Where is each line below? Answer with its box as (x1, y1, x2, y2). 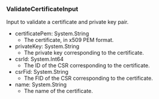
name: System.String (14, 81, 67, 88)
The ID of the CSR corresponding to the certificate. (23, 62, 150, 69)
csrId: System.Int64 (14, 56, 64, 63)
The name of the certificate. (23, 88, 93, 95)
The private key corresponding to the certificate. (23, 49, 144, 56)
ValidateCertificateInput (6, 5, 79, 13)
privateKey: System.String (14, 43, 80, 50)
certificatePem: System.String (14, 30, 89, 37)
